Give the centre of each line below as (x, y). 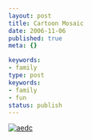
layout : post (30, 16)
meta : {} (23, 46)
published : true (35, 38)
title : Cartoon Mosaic (46, 23)
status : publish (35, 105)
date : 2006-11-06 (37, 31)
